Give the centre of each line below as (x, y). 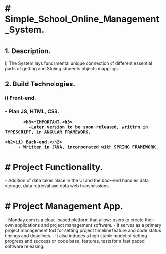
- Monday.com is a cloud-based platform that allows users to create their (80, 220)
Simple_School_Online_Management (82, 19)
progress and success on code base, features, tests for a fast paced (75, 241)
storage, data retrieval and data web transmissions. (57, 186)
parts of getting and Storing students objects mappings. (62, 68)
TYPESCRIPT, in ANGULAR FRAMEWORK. (48, 132)
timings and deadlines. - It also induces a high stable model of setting (76, 236)
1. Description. (28, 51)
